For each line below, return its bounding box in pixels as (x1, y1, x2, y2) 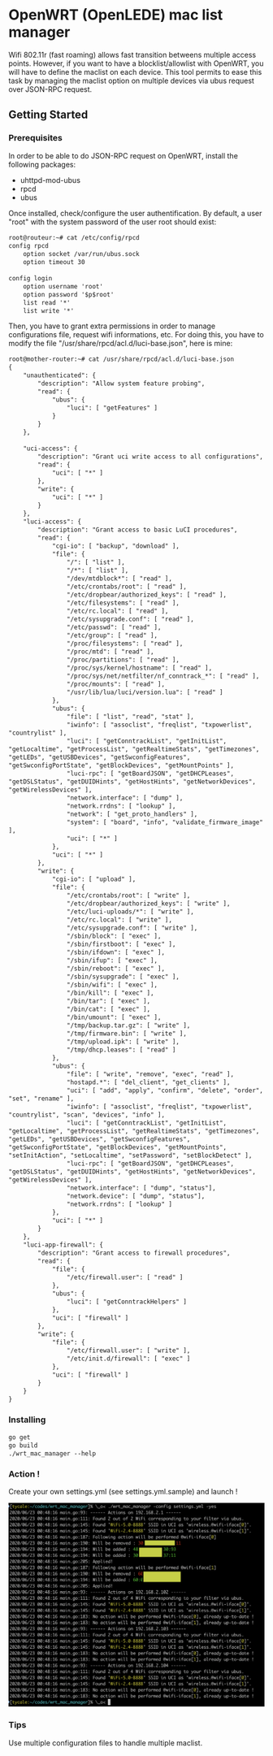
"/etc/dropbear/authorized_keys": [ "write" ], (66, 900, 231, 908)
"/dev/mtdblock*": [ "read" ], (66, 574, 173, 583)
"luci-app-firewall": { (23, 1241, 104, 1249)
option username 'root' (23, 282, 104, 290)
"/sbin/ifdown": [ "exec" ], (66, 948, 165, 956)
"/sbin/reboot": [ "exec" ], (66, 965, 165, 973)
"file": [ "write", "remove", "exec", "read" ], (66, 1070, 234, 1078)
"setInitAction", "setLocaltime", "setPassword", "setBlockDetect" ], (8, 1151, 253, 1160)
